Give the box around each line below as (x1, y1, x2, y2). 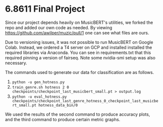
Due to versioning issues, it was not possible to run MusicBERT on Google (5, 39, 153, 45)
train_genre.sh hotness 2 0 (12, 85, 69, 90)
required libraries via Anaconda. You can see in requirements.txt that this (5, 50, 151, 55)
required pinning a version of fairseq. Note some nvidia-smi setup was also (5, 54, 156, 60)
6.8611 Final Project (5, 3, 85, 15)
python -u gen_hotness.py (12, 79, 65, 85)
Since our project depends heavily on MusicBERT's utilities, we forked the (5, 19, 153, 25)
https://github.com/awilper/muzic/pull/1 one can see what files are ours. (5, 30, 149, 36)
